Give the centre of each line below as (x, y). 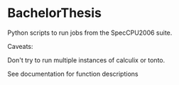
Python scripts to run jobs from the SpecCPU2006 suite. (90, 33)
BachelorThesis (54, 13)
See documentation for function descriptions (73, 74)
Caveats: (20, 46)
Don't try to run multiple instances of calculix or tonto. (86, 60)
